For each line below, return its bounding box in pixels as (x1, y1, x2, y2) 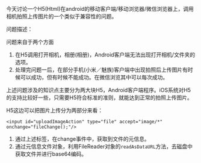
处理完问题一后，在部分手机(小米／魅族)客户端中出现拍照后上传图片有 (14, 66, 188, 73)
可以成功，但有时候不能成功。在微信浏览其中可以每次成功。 (20, 74, 169, 81)
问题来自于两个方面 (6, 38, 54, 45)
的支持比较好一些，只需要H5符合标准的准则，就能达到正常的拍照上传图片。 (6, 94, 193, 101)
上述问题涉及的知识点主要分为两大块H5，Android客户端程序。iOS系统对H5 (6, 87, 191, 93)
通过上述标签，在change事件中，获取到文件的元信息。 (14, 135, 150, 143)
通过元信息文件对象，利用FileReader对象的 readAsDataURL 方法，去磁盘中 (14, 143, 193, 150)
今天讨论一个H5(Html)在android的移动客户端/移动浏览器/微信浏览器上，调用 (6, 5, 194, 12)
